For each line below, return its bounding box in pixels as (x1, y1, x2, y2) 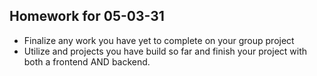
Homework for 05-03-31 (9, 8, 165, 25)
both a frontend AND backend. (23, 55, 151, 68)
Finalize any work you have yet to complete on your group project (23, 34, 295, 46)
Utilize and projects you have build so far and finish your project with (23, 45, 308, 57)
